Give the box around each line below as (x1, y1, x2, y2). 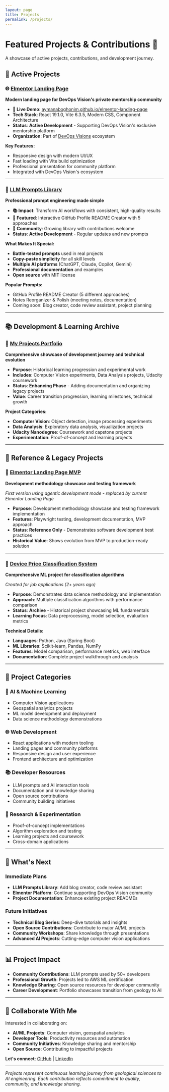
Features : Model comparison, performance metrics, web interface (12, 648, 150, 654)
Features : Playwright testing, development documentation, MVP (12, 516, 146, 522)
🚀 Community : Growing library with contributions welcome (12, 226, 135, 232)
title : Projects (5, 12, 39, 17)
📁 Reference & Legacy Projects (5, 454, 104, 462)
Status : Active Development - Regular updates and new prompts (12, 231, 148, 237)
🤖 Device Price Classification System (5, 560, 98, 567)
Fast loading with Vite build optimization (12, 158, 96, 164)
